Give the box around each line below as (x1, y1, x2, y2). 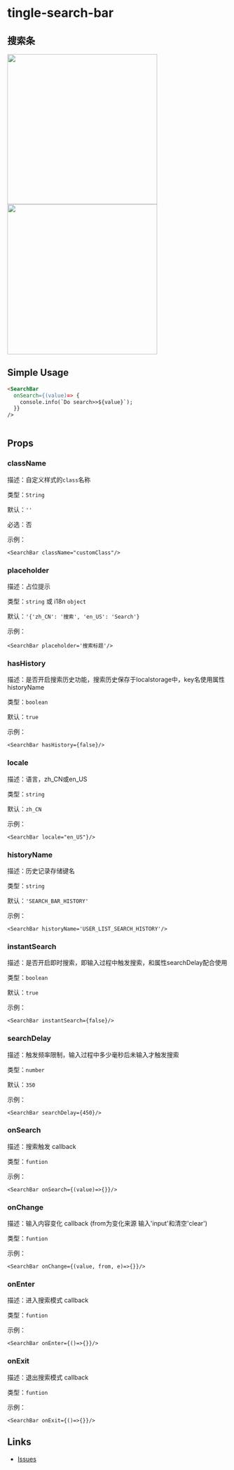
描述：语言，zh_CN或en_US (7, 775, 88, 783)
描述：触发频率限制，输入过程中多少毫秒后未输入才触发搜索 (7, 1050, 179, 1058)
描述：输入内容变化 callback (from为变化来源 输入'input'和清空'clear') (7, 1219, 208, 1228)
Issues (17, 1455, 37, 1463)
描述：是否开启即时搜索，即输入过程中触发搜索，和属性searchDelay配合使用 (7, 959, 228, 967)
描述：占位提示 (7, 582, 50, 591)
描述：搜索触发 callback (7, 1142, 76, 1150)
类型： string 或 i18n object (7, 597, 86, 605)
